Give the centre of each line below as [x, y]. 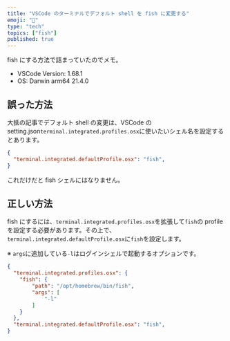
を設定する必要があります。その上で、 [61, 230]
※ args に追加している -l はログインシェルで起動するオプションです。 [104, 254]
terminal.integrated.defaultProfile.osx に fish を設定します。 [96, 239]
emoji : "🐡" [23, 20]
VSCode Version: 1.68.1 [50, 74]
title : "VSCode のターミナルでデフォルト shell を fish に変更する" [98, 13]
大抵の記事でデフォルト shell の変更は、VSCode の [79, 122]
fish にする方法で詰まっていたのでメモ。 [65, 60]
